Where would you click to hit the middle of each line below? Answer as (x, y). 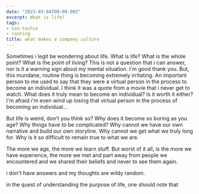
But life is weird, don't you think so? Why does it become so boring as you (97, 118)
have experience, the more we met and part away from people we (87, 155)
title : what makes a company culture (53, 39)
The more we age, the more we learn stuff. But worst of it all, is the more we (99, 149)
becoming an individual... (37, 107)
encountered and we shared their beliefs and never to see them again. (92, 162)
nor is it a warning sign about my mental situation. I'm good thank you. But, (98, 69)
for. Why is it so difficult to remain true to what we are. (72, 137)
